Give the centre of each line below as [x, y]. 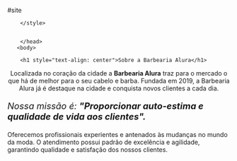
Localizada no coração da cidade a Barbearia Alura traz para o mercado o [119, 73]
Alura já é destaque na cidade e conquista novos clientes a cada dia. [119, 88]
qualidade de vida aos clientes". [77, 117]
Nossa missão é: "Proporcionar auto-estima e [105, 106]
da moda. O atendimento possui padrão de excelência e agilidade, [104, 142]
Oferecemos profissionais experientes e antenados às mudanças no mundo [117, 135]
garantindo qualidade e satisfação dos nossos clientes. [88, 150]
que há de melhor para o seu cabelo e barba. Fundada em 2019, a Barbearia [119, 81]
